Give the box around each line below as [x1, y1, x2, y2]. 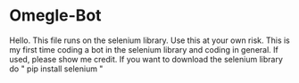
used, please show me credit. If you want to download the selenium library [9, 54, 284, 64]
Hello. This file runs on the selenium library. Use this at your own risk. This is [9, 35, 290, 46]
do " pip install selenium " [9, 63, 104, 74]
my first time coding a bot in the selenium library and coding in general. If [9, 44, 278, 54]
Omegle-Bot [9, 5, 102, 26]
